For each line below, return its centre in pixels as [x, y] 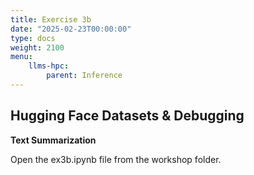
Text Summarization [53, 140]
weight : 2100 [37, 47]
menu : [21, 57]
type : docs [33, 38]
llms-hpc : [49, 66]
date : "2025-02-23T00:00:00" [71, 29]
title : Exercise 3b [51, 19]
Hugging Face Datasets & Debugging [127, 116]
